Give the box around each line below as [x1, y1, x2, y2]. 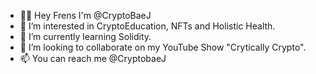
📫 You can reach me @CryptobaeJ [19, 53, 167, 64]
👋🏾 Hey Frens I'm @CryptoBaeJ [19, 10, 152, 21]
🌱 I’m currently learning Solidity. [19, 31, 152, 42]
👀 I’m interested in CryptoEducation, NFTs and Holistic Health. [19, 20, 276, 32]
